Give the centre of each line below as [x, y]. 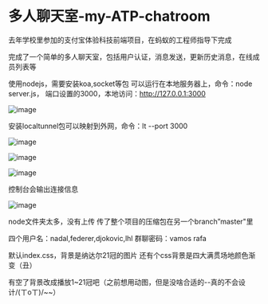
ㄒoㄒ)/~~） [40, 292]
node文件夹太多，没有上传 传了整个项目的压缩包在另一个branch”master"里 [131, 221]
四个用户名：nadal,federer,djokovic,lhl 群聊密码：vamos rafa [108, 238]
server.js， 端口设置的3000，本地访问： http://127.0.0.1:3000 [107, 93]
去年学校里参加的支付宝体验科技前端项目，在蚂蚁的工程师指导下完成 [120, 40]
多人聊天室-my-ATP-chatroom [109, 16]
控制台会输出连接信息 [43, 189]
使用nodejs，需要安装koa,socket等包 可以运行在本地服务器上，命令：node [130, 84]
